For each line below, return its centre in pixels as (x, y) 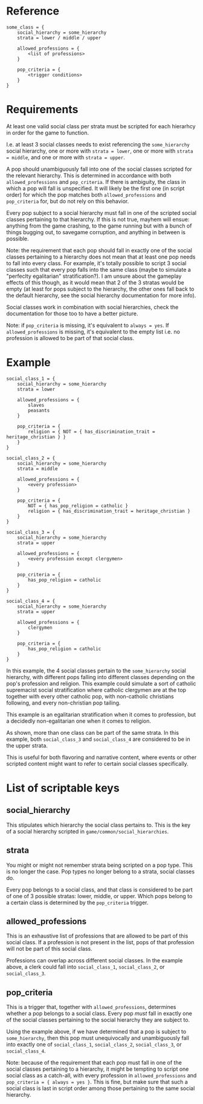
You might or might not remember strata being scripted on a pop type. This (100, 865)
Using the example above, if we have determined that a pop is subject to (96, 1032)
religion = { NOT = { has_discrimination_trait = (92, 432)
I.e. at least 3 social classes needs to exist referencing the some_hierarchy (98, 144)
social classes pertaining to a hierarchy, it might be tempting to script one (98, 1069)
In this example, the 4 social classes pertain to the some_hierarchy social (96, 671)
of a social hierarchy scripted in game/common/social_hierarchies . (88, 831)
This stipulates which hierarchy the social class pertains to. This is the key (98, 825)
